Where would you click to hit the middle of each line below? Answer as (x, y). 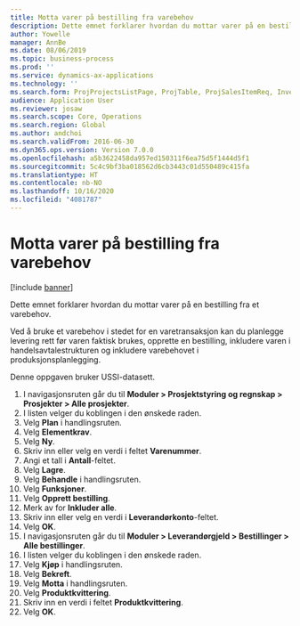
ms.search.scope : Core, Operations (76, 117)
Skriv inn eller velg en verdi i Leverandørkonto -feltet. (121, 516)
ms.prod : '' (32, 68)
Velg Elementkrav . (57, 432)
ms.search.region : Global (58, 126)
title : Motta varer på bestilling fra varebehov (102, 17)
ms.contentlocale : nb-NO (56, 183)
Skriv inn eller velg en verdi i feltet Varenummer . (112, 451)
